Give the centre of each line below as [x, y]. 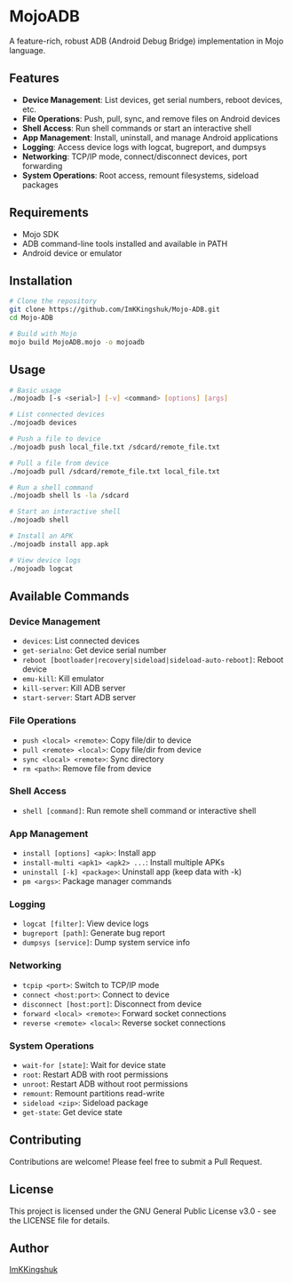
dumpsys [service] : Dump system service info [106, 943]
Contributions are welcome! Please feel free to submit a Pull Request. [136, 1161]
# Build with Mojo [43, 334]
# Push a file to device [55, 439]
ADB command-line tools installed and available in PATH [125, 243]
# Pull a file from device [59, 463]
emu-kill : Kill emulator [63, 679]
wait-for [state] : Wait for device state [94, 1065]
